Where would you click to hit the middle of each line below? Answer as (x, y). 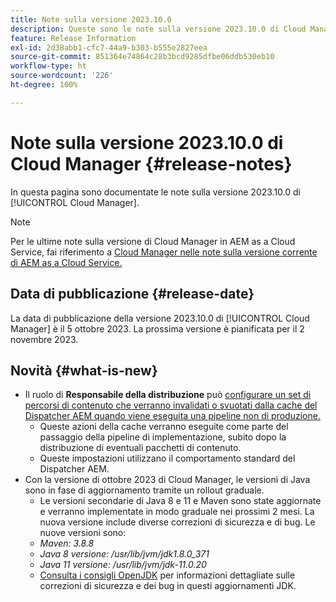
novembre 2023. (44, 339)
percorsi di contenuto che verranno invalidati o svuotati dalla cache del (171, 405)
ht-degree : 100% (44, 85)
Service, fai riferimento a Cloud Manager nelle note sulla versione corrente (164, 252)
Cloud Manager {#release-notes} (151, 163)
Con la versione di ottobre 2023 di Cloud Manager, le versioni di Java (167, 480)
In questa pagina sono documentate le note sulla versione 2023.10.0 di (155, 192)
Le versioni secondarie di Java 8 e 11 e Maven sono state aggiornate (180, 501)
